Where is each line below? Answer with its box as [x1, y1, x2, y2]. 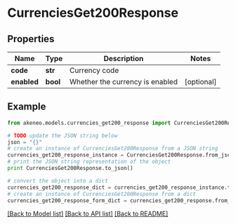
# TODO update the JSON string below [7, 132, 118, 139]
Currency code [69, 65, 119, 75]
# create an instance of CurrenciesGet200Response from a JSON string [7, 145, 218, 152]
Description [103, 54, 144, 63]
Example [7, 100, 46, 113]
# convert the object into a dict [7, 177, 109, 184]
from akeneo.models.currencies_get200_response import [7, 119, 171, 126]
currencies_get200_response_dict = [7, 184, 112, 191]
